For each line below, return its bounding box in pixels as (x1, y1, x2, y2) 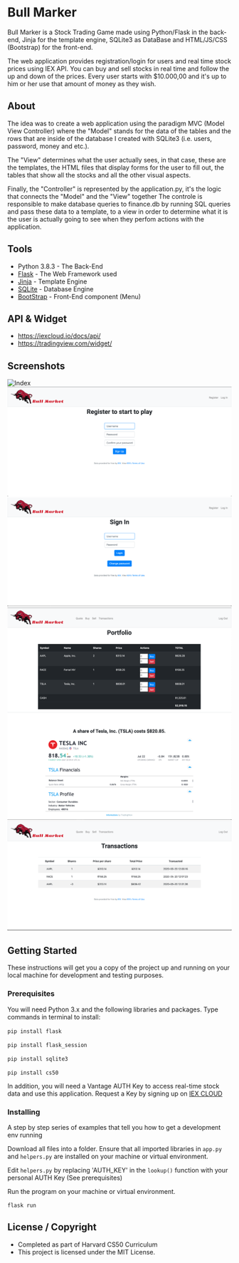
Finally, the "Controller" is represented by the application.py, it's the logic (7, 184, 222, 193)
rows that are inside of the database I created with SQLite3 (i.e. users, (7, 134, 212, 142)
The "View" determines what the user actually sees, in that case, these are (7, 155, 226, 164)
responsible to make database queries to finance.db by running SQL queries (7, 199, 231, 208)
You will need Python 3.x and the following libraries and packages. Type (7, 1005, 218, 1014)
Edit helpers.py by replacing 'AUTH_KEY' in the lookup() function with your (7, 1165, 228, 1174)
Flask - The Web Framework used (17, 269, 117, 278)
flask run (7, 1202, 37, 1209)
